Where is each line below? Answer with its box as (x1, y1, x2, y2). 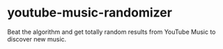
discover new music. (7, 35, 67, 43)
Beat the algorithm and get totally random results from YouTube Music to (7, 28, 216, 36)
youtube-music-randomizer (7, 5, 173, 21)
